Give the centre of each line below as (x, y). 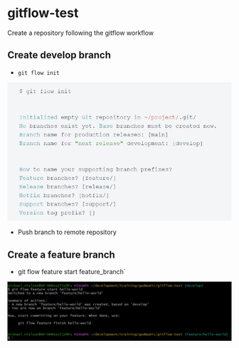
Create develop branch (59, 55)
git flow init (38, 73)
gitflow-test (43, 13)
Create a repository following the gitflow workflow (81, 33)
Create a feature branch (61, 254)
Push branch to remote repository (67, 232)
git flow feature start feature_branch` (71, 271)
